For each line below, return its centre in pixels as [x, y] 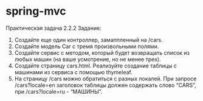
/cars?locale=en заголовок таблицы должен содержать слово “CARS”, [105, 85]
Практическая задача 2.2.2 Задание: [53, 28]
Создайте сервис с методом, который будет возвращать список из [102, 52]
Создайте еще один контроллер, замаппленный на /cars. [88, 40]
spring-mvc [36, 11]
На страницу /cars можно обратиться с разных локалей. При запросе [105, 78]
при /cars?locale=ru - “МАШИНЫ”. [58, 91]
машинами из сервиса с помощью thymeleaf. [74, 72]
